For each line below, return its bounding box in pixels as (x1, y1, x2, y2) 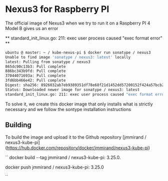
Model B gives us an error (5, 25, 58, 31)
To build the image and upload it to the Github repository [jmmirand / (5, 134, 146, 140)
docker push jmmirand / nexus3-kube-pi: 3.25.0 (5, 164, 104, 170)
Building (5, 121, 31, 129)
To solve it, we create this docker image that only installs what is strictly (5, 101, 153, 107)
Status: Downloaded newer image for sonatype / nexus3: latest (5, 87, 140, 92)
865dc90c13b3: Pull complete (5, 64, 66, 69)
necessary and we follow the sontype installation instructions (5, 106, 131, 112)
